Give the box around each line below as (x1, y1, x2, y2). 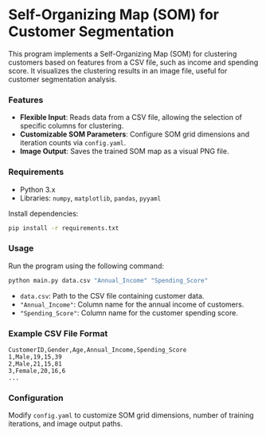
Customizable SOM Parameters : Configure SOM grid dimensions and (19, 129, 249, 139)
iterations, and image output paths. (8, 419, 123, 429)
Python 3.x (19, 184, 56, 194)
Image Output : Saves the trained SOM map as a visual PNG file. (19, 146, 229, 157)
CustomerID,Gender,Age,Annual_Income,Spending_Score (8, 346, 187, 354)
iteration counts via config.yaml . (19, 138, 127, 148)
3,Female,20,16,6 (8, 367, 66, 375)
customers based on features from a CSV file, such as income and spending (8, 57, 259, 67)
